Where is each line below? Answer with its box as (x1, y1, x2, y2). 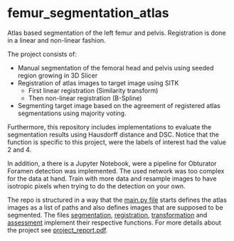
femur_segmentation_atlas (7, 5, 169, 21)
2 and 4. (7, 145, 32, 154)
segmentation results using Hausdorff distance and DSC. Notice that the (7, 130, 219, 139)
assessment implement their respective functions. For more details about (7, 218, 222, 227)
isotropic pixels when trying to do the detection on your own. (7, 181, 186, 190)
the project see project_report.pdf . (7, 225, 108, 234)
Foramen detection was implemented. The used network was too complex (7, 166, 225, 175)
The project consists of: (7, 50, 77, 58)
